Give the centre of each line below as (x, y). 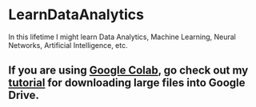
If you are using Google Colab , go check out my (128, 71)
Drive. (24, 95)
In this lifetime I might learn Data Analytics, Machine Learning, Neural (122, 37)
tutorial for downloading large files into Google (127, 83)
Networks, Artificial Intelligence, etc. (68, 45)
